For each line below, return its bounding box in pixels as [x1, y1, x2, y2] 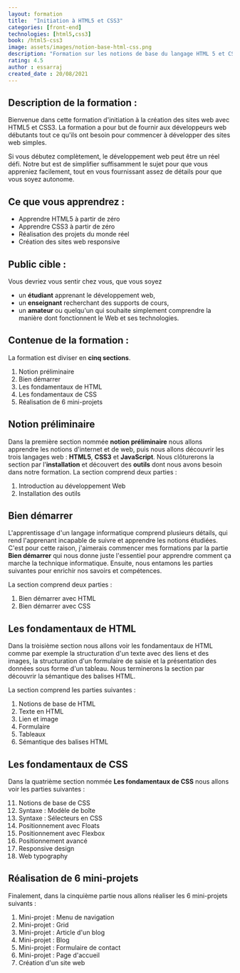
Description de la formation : [8, 96, 137, 109]
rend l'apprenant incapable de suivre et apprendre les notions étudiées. [8, 537, 218, 545]
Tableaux [18, 730, 46, 739]
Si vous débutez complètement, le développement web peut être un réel [8, 152, 220, 161]
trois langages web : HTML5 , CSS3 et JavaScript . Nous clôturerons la [8, 452, 214, 461]
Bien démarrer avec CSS [18, 602, 91, 611]
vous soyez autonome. [8, 175, 75, 184]
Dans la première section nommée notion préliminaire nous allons [8, 437, 202, 446]
